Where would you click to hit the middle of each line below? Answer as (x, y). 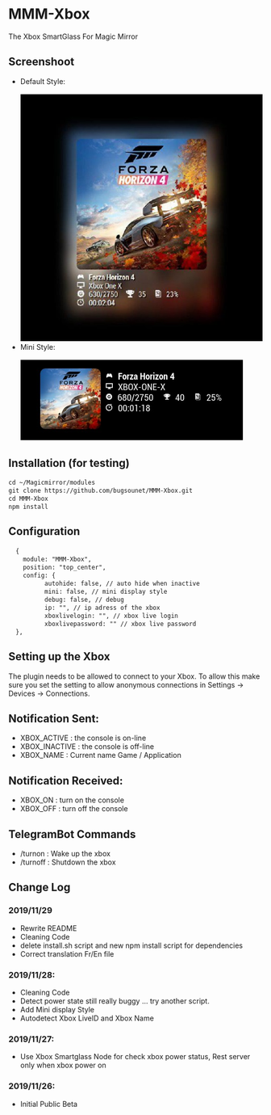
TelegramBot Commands (72, 834)
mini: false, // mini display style (106, 591)
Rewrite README (48, 928)
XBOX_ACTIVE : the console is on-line (83, 738)
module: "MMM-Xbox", (57, 559)
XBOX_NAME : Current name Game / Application (100, 755)
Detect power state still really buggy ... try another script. (115, 1001)
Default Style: (43, 81)
